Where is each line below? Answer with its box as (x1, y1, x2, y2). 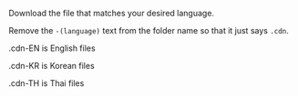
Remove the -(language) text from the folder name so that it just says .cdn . (8, 25, 289, 35)
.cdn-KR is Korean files (8, 61, 95, 71)
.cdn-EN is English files (8, 43, 97, 53)
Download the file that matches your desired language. (8, 8, 215, 18)
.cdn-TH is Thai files (8, 78, 85, 89)
